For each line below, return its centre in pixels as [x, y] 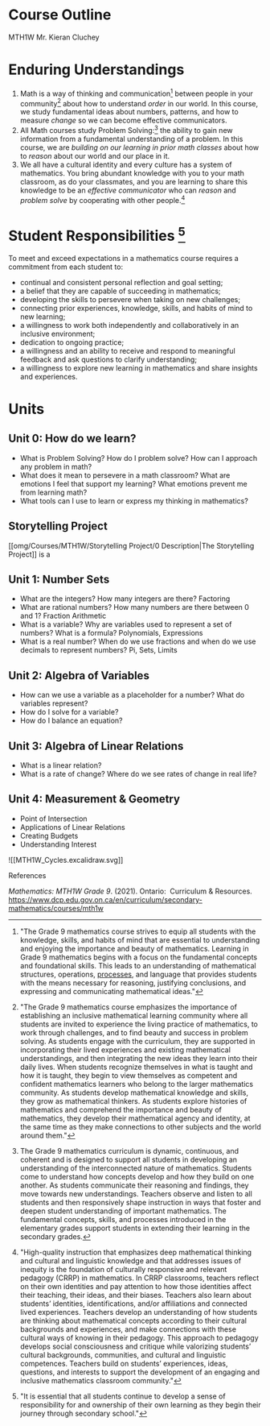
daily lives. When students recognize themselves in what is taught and [136, 1067]
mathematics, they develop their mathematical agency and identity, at [135, 1118]
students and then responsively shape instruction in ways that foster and [140, 1202]
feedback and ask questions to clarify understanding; [108, 359]
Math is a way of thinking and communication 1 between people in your [136, 93]
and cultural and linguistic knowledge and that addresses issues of [131, 1260]
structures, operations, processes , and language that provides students [138, 974]
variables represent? [54, 703]
